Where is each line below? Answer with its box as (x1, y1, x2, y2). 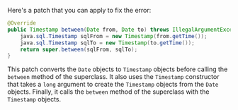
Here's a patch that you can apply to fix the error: (7, 6, 152, 14)
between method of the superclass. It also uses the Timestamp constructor (7, 73, 220, 81)
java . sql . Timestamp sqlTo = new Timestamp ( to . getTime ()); (20, 39, 195, 47)
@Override (7, 20, 37, 27)
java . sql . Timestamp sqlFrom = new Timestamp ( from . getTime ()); (20, 32, 208, 39)
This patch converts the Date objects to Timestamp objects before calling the (7, 65, 228, 73)
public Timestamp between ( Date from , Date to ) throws (7, 26, 170, 33)
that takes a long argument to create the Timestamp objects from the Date (7, 80, 219, 89)
